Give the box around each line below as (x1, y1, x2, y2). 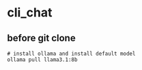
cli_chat (7, 5, 53, 21)
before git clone (7, 32, 76, 44)
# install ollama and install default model (7, 50, 136, 57)
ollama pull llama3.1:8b (7, 56, 78, 63)
